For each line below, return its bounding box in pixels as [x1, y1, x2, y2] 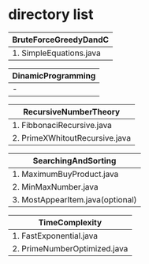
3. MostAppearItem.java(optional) [12, 194, 137, 205]
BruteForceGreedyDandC [12, 34, 109, 45]
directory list [8, 6, 94, 24]
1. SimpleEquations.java [12, 47, 101, 58]
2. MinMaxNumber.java [12, 181, 99, 192]
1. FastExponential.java [12, 230, 99, 241]
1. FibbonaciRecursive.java [12, 119, 113, 130]
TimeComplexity [38, 217, 102, 228]
